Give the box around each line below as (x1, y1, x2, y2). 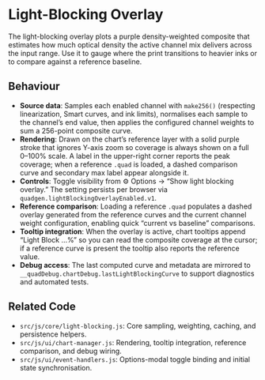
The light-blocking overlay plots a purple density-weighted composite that (8, 32, 250, 41)
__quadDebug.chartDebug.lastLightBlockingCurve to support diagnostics (19, 269, 255, 278)
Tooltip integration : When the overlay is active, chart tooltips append (19, 227, 246, 236)
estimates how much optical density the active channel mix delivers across (8, 40, 252, 49)
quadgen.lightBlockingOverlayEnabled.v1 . (19, 193, 157, 202)
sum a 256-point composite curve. (19, 126, 133, 135)
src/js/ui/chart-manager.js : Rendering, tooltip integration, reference (19, 337, 247, 347)
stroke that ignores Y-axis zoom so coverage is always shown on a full (19, 142, 249, 152)
